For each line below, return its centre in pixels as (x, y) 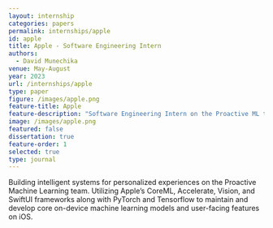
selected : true (34, 152)
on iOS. (21, 217)
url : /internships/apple (50, 84)
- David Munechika (47, 62)
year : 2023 (27, 76)
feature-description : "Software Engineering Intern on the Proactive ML (134, 114)
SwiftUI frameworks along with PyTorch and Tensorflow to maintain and (128, 200)
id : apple (25, 39)
